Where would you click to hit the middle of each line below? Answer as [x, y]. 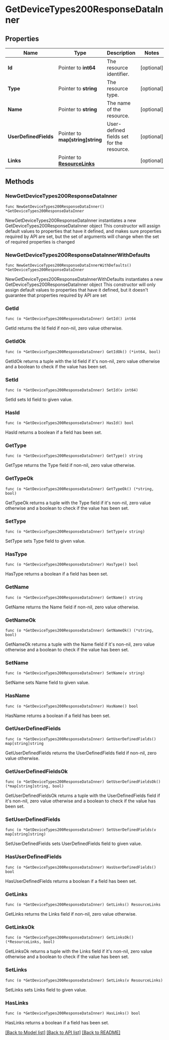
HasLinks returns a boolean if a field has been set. [57, 1022]
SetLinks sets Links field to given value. [46, 989]
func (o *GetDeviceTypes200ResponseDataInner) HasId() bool [70, 423]
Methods [20, 182]
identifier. [118, 74]
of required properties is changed [40, 242]
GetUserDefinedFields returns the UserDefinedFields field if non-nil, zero [81, 753]
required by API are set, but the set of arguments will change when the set [82, 237]
